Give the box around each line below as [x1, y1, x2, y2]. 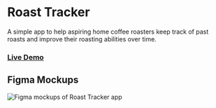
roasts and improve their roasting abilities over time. [7, 34, 157, 43]
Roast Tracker [7, 4, 90, 20]
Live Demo [7, 52, 44, 62]
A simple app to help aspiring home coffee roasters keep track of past [7, 27, 209, 36]
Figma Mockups [7, 74, 79, 86]
